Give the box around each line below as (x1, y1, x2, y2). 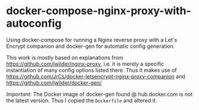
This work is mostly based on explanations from (6, 54, 124, 61)
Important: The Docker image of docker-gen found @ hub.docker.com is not (6, 90, 193, 98)
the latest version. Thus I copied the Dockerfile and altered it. (6, 96, 157, 104)
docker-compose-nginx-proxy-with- (6, 4, 191, 18)
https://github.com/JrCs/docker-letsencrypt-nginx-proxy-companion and (6, 73, 185, 80)
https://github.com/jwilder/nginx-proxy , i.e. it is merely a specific (6, 60, 165, 67)
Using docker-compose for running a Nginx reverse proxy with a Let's (6, 36, 177, 43)
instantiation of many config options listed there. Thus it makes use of (6, 66, 177, 73)
